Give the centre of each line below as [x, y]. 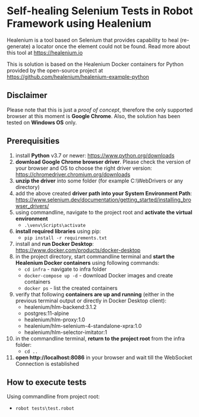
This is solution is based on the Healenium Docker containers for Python [95, 64]
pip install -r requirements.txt [66, 238]
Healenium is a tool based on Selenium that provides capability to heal [93, 40]
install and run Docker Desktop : [55, 244]
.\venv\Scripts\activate [55, 225]
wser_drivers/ [32, 206]
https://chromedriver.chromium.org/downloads [73, 174]
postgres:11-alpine [47, 313]
